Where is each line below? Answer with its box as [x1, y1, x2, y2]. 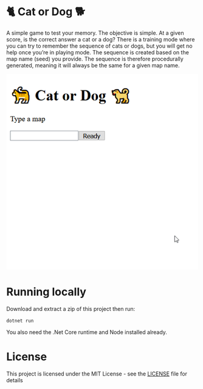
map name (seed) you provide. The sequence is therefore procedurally [6, 55, 184, 62]
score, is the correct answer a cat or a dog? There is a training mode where [6, 35, 195, 43]
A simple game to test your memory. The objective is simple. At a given [6, 29, 184, 37]
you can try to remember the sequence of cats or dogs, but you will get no [6, 42, 193, 49]
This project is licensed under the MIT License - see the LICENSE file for [6, 370, 187, 377]
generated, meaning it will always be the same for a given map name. [6, 62, 180, 69]
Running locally [6, 285, 87, 299]
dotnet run [6, 318, 34, 324]
